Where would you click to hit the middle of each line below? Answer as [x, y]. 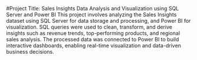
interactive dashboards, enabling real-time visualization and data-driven [94, 45]
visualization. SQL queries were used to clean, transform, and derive [89, 27]
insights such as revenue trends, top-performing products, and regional [93, 33]
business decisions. [30, 52]
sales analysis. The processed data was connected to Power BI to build [93, 39]
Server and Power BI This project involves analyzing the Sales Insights [91, 15]
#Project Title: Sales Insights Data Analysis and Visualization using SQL [93, 8]
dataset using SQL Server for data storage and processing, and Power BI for [98, 21]
